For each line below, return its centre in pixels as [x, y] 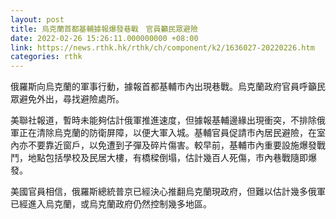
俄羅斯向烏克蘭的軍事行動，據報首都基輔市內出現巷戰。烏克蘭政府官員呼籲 [163, 87]
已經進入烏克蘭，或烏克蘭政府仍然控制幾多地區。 [111, 204]
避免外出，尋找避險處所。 [71, 99]
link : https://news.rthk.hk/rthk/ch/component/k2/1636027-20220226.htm [162, 47]
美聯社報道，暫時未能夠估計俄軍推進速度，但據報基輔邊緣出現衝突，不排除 [163, 120]
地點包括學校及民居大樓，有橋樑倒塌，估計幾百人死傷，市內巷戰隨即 [167, 158]
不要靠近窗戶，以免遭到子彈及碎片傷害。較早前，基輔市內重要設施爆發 [172, 145]
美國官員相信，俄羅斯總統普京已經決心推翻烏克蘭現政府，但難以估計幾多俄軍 [168, 192]
